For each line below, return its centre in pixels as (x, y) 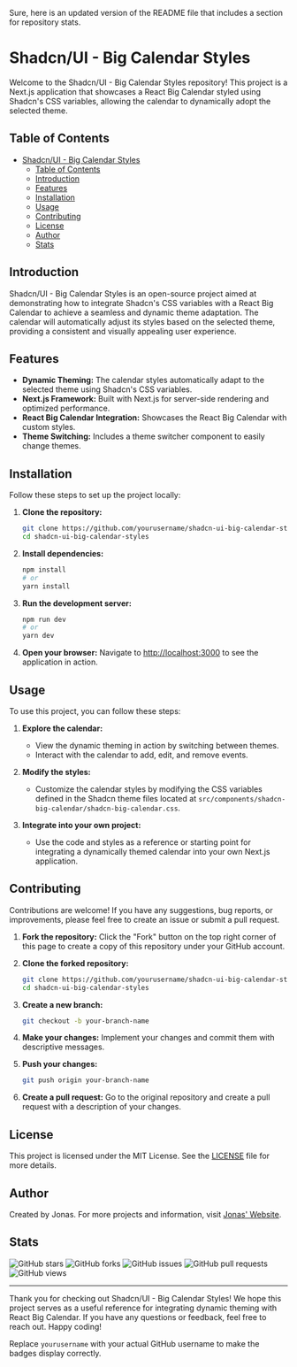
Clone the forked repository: (75, 963)
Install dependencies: (63, 553)
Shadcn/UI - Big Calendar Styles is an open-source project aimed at (133, 293)
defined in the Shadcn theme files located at (116, 799)
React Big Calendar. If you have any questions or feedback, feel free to (138, 1317)
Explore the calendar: (62, 728)
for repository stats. (45, 22)
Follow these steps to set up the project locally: (95, 495)
